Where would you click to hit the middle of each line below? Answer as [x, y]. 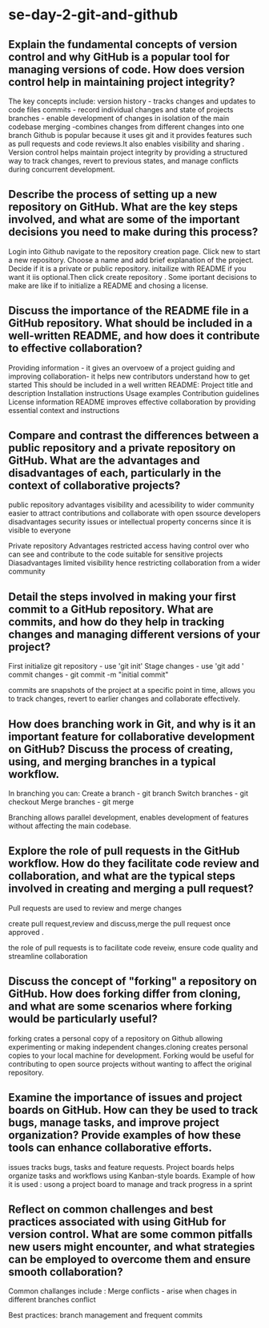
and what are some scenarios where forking [120, 1007]
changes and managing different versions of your [134, 634]
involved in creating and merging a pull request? [131, 889]
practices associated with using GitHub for [117, 1222]
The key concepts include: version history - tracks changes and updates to [132, 101]
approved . [26, 932]
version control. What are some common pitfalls [131, 1234]
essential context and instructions [64, 410]
